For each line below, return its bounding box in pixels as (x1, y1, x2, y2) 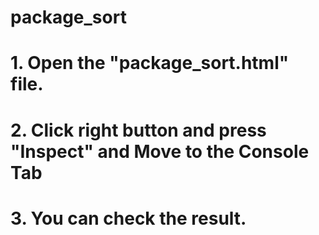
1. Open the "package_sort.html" (10, 52, 290, 75)
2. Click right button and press (10, 119, 267, 141)
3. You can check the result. (10, 207, 247, 230)
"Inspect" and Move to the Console (10, 140, 310, 163)
